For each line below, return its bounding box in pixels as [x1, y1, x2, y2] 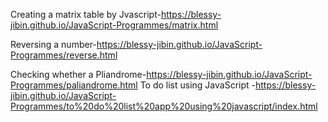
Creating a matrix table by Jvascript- [10, 9, 162, 20]
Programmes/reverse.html [10, 49, 118, 61]
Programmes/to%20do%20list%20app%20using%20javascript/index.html [10, 100, 318, 112]
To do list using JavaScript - [139, 79, 256, 91]
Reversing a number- [10, 39, 97, 50]
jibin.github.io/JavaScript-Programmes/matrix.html [10, 19, 219, 31]
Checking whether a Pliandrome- [10, 69, 147, 80]
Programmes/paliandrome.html [10, 79, 138, 91]
